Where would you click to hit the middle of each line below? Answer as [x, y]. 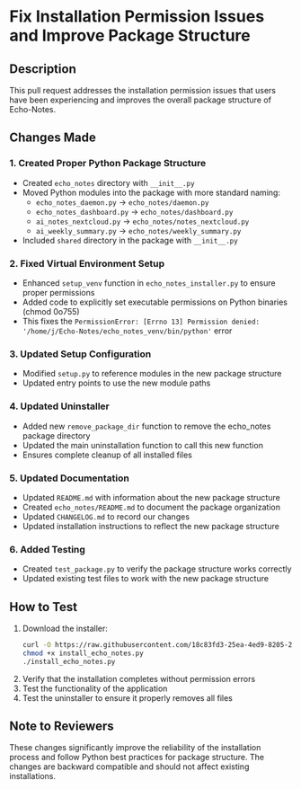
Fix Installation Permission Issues [137, 17]
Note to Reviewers [62, 726]
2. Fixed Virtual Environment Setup [87, 263]
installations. [33, 776]
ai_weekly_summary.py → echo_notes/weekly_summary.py [138, 230]
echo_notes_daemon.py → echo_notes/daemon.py [122, 202]
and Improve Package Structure [130, 35]
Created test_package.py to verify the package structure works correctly [157, 569]
